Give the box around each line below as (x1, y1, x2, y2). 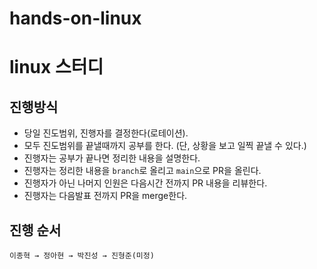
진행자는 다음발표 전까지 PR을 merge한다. (23, 190, 188, 202)
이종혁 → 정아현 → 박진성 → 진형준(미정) (9, 251, 155, 261)
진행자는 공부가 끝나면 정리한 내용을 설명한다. (23, 152, 201, 164)
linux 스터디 (9, 56, 104, 79)
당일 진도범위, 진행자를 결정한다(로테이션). (23, 127, 189, 139)
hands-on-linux (9, 7, 142, 30)
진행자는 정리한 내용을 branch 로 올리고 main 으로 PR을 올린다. (23, 165, 262, 177)
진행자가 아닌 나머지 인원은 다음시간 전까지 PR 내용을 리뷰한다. (23, 177, 268, 189)
